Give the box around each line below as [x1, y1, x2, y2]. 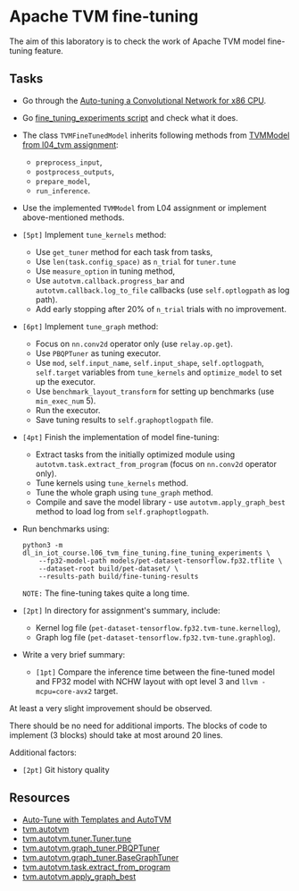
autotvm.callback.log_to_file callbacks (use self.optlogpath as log [35, 284, 290, 295]
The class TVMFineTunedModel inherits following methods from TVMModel [21, 130, 290, 140]
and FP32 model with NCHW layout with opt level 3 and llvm [35, 675, 259, 686]
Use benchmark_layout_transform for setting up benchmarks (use [35, 386, 275, 396]
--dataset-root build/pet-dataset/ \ [38, 564, 179, 573]
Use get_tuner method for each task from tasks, [35, 246, 213, 257]
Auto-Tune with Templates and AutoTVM [21, 814, 172, 825]
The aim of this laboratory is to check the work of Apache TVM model [9, 36, 266, 47]
